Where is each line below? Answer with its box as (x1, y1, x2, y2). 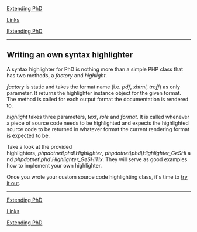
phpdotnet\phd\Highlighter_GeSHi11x (14, 155, 103, 163)
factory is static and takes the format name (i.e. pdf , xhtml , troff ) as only (6, 83, 181, 90)
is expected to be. (6, 132, 50, 139)
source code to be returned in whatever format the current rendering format (6, 125, 189, 132)
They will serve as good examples (105, 155, 188, 163)
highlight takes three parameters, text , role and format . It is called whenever (6, 113, 189, 120)
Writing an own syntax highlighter (6, 50, 133, 60)
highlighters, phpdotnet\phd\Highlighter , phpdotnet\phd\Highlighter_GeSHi (6, 149, 186, 156)
